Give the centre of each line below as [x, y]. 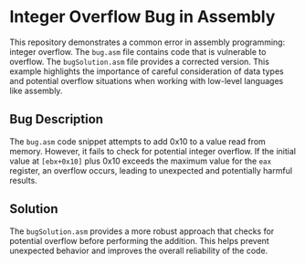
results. [24, 180]
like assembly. [36, 90]
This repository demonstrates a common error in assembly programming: [147, 42]
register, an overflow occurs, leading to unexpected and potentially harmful [151, 170]
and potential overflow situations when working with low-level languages [147, 80]
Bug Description [56, 119]
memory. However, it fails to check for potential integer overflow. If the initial [153, 151]
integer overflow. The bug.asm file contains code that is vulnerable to [138, 51]
